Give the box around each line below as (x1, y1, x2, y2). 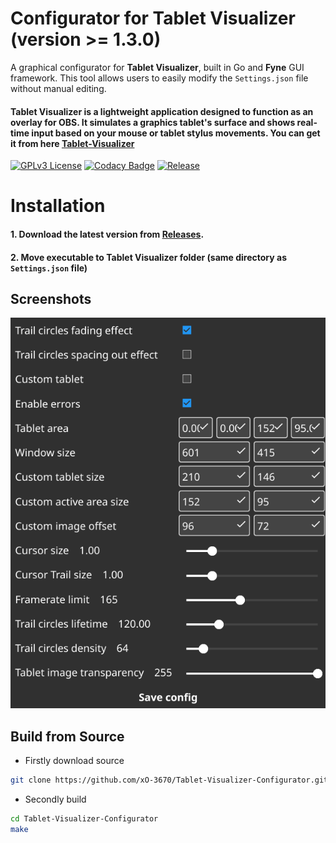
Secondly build (24, 793, 87, 805)
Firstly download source (24, 754, 125, 766)
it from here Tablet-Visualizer (10, 137, 135, 149)
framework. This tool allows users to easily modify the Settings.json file (10, 72, 309, 84)
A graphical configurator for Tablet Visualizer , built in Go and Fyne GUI (10, 61, 305, 73)
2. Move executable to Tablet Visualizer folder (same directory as (10, 251, 287, 263)
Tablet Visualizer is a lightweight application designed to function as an (10, 105, 314, 117)
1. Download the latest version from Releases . (10, 228, 205, 240)
